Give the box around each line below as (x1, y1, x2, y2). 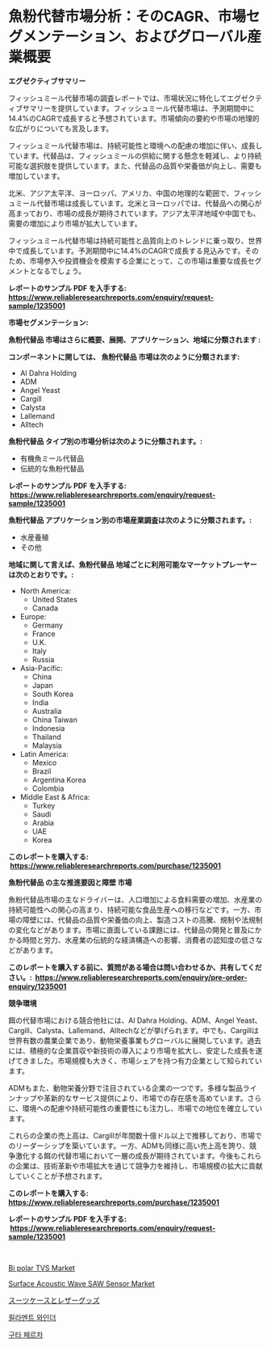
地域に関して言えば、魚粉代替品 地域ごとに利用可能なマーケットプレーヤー (8, 559, 257, 569)
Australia (31, 706, 62, 716)
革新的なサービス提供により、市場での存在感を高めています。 (43, 1093, 248, 1103)
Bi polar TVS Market (8, 1263, 75, 1273)
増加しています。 (8, 171, 65, 180)
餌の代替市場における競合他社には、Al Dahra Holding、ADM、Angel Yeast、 (8, 1016, 262, 1025)
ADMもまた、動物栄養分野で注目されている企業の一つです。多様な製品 (8, 1083, 244, 1092)
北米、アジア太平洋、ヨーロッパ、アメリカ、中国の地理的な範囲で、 (8, 188, 234, 198)
